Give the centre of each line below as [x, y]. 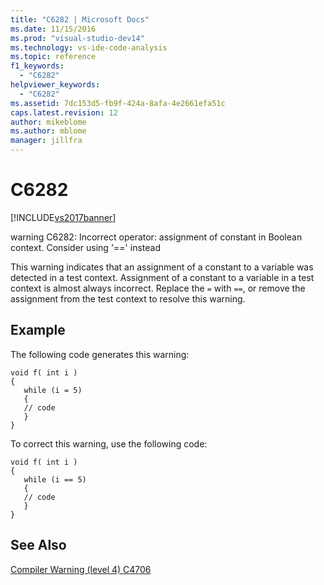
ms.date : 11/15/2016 [53, 29]
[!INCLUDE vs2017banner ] [63, 217]
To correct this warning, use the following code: [109, 443]
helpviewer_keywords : [55, 85]
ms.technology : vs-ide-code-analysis [89, 47]
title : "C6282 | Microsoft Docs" [80, 19]
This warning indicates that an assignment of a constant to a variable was [162, 267]
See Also [38, 545]
